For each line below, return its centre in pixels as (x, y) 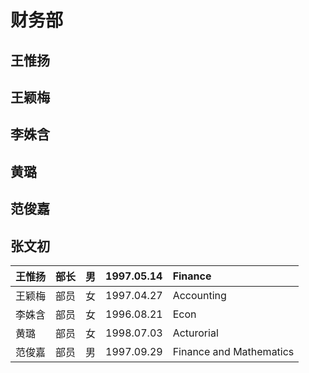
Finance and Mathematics (233, 351)
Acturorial (195, 333)
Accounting (199, 295)
